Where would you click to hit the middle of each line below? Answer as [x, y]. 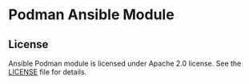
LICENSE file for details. [48, 72]
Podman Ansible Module [91, 15]
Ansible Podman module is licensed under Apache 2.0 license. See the [125, 63]
